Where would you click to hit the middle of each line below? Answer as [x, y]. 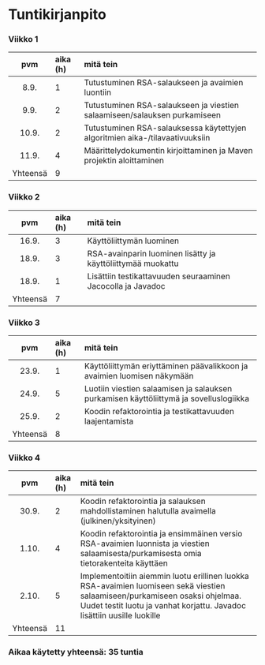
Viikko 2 [24, 197]
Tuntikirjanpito [57, 15]
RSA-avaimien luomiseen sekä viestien [153, 586]
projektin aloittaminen [124, 161]
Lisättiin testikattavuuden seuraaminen [159, 276]
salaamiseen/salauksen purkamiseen [153, 115]
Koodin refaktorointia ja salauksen [143, 501]
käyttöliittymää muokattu [133, 263]
